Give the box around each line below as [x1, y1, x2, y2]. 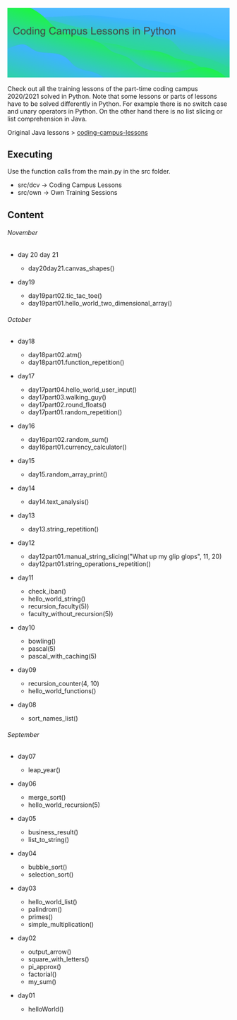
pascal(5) [28, 644, 56, 653]
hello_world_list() [28, 898, 78, 906]
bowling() [28, 637, 56, 646]
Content [7, 209, 44, 221]
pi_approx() [28, 963, 61, 971]
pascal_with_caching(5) [28, 652, 97, 661]
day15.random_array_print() [28, 470, 108, 479]
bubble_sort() [28, 863, 68, 872]
